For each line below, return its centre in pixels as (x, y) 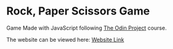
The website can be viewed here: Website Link (65, 39)
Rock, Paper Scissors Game (78, 11)
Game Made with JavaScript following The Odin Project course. (87, 28)
